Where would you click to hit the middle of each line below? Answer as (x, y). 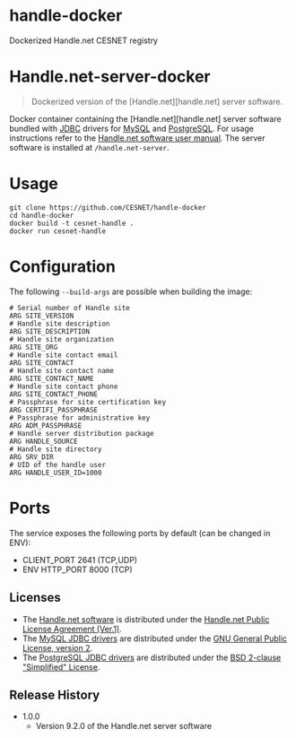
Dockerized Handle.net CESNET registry (84, 40)
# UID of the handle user (57, 465)
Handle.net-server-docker (110, 77)
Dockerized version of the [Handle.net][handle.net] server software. (157, 101)
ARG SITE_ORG (34, 347)
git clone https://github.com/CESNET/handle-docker (108, 207)
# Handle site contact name (62, 370)
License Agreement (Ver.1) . (72, 629)
